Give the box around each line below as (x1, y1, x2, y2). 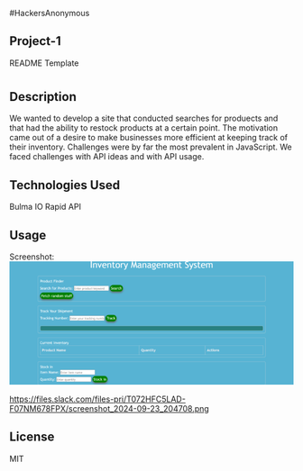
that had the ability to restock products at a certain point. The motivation (9, 122, 279, 133)
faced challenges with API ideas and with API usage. (9, 151, 205, 162)
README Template (9, 58, 79, 68)
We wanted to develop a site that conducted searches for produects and (9, 113, 279, 124)
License (9, 430, 55, 445)
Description (9, 89, 77, 104)
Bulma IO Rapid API (9, 202, 81, 213)
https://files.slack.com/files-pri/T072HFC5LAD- (9, 394, 187, 404)
